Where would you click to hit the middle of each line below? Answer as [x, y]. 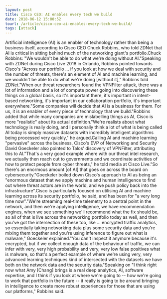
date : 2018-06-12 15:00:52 [33, 19]
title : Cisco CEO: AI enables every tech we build [59, 14]
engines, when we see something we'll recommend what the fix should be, [82, 212]
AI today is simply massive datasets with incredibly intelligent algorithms [79, 133]
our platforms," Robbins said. [35, 292]
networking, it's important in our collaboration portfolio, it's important [90, 101]
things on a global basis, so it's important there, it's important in [71, 96]
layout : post [19, 10]
